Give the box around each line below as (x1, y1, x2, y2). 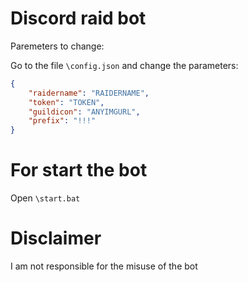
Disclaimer (10, 227, 102, 250)
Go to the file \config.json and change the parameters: (10, 59, 239, 71)
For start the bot (10, 159, 148, 182)
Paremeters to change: (10, 40, 105, 52)
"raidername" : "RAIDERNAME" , (28, 88, 150, 98)
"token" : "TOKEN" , (28, 97, 105, 107)
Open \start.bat (10, 192, 81, 204)
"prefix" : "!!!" (28, 116, 97, 126)
